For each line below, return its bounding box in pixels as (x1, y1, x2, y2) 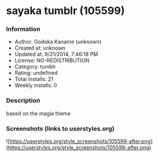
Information (6, 25, 40, 33)
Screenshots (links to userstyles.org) (6, 124, 115, 132)
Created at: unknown (14, 45, 66, 52)
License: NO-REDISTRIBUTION (14, 57, 90, 64)
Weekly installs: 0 (14, 82, 57, 89)
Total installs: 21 (14, 76, 53, 83)
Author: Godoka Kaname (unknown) (14, 38, 102, 45)
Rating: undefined (14, 69, 58, 77)
